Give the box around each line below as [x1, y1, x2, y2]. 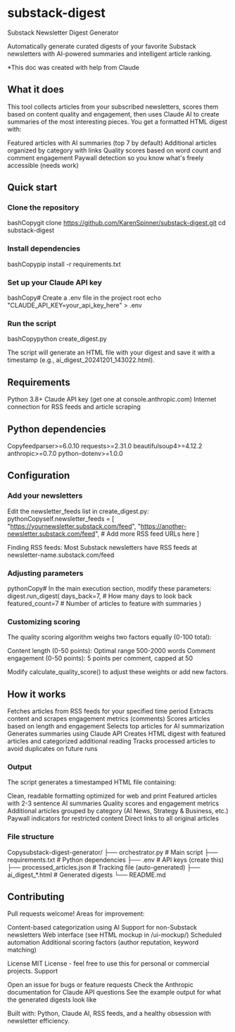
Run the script [7, 318, 57, 328]
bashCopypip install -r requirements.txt [7, 260, 121, 268]
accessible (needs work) [7, 161, 79, 169]
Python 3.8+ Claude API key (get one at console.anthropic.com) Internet [7, 395, 217, 404]
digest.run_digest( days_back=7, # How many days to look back [7, 592, 192, 600]
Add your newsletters [7, 491, 83, 500]
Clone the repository [7, 203, 80, 212]
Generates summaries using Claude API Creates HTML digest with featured [7, 729, 227, 738]
